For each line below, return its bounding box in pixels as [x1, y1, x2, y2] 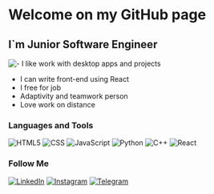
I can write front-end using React [19, 75, 130, 83]
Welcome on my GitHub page [8, 6, 207, 24]
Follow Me [8, 158, 50, 169]
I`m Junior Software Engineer [8, 38, 158, 51]
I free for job [19, 83, 62, 92]
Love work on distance [19, 100, 96, 109]
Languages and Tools [8, 119, 94, 131]
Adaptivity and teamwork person [19, 91, 128, 101]
